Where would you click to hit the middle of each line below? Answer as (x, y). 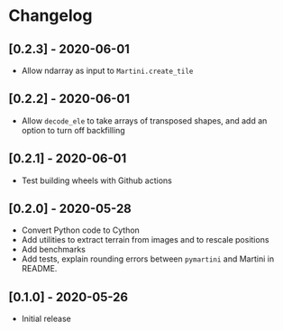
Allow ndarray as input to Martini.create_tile (107, 70)
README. (39, 269)
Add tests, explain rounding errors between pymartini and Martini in (148, 259)
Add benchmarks (54, 250)
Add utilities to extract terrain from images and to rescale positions (145, 240)
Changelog (50, 16)
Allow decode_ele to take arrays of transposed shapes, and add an (144, 120)
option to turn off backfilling (73, 130)
